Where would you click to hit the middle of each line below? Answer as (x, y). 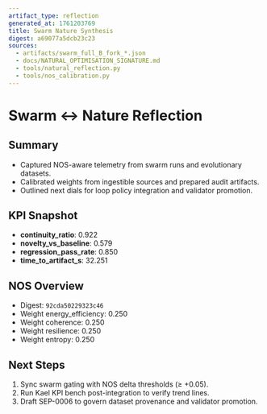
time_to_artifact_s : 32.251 (64, 261)
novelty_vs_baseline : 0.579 (66, 243)
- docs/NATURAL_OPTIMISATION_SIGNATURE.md (88, 61)
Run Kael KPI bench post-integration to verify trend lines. (115, 393)
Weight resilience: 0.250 (60, 331)
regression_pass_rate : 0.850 (69, 252)
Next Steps (37, 364)
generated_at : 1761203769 (52, 23)
